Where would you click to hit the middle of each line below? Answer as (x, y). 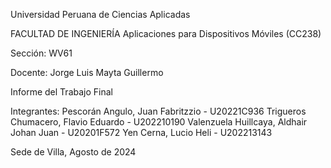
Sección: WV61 (41, 53)
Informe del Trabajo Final (61, 92)
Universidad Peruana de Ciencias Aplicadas (100, 14)
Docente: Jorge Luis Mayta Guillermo (87, 72)
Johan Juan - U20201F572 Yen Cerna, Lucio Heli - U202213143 (141, 132)
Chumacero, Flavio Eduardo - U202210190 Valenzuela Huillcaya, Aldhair (159, 122)
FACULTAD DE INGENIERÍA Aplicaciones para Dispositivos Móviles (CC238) (166, 33)
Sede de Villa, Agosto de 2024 (73, 152)
